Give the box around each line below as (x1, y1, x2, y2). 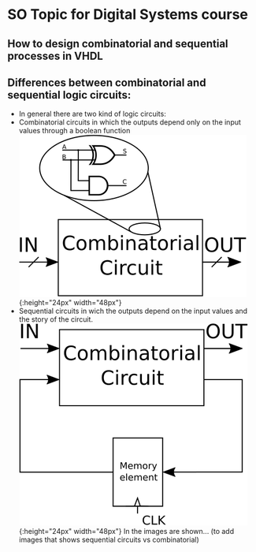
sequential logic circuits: (7, 88, 132, 102)
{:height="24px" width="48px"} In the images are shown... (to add (18, 527, 234, 536)
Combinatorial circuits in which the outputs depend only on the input (18, 117, 242, 127)
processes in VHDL (7, 49, 103, 62)
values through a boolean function (18, 126, 131, 136)
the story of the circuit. (18, 315, 94, 324)
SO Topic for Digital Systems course (7, 6, 249, 24)
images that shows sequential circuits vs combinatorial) (18, 535, 200, 545)
